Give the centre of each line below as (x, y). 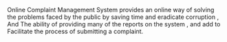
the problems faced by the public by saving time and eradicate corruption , (113, 17)
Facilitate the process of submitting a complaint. (75, 31)
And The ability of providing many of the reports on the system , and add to (114, 24)
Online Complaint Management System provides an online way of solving (111, 10)
